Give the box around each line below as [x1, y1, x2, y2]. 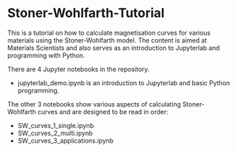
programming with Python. [7, 51, 85, 60]
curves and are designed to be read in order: [38, 107, 169, 116]
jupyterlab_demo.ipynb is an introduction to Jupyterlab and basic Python [17, 78, 231, 87]
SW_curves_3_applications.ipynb [17, 136, 114, 145]
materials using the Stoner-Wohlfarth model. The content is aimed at [7, 36, 207, 44]
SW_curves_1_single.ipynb [17, 121, 94, 129]
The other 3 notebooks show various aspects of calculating [7, 99, 181, 108]
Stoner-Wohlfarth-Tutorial [7, 5, 165, 21]
